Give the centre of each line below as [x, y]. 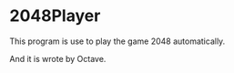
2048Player [55, 16]
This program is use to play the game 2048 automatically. [117, 41]
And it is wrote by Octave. [58, 58]
